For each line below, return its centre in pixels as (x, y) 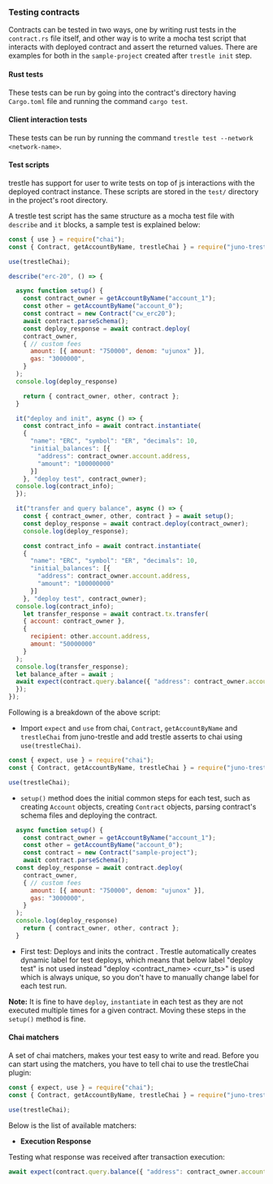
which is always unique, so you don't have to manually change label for (139, 977)
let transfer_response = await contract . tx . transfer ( (116, 614)
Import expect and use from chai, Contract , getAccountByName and (129, 728)
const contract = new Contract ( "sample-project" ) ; (110, 853)
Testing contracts (44, 12)
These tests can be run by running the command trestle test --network (131, 137)
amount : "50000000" (63, 644)
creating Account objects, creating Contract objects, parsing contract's (138, 806)
